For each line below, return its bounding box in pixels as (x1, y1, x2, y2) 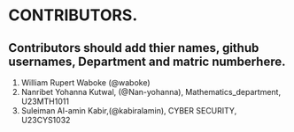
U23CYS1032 (20, 115, 71, 125)
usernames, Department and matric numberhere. (8, 54, 286, 69)
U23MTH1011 (20, 96, 70, 106)
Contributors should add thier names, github (8, 40, 259, 55)
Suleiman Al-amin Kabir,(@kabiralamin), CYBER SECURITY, (20, 106, 237, 115)
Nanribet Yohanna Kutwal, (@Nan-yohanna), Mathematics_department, (20, 87, 281, 97)
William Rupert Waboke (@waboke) (20, 77, 151, 88)
